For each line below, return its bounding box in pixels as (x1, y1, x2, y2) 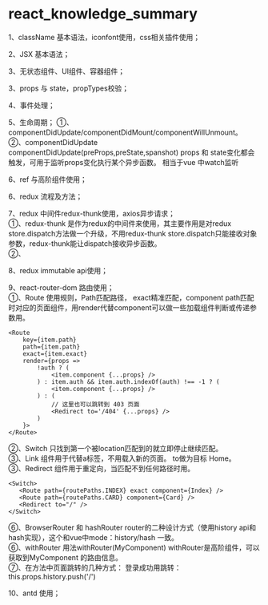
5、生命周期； (8, 117, 55, 127)
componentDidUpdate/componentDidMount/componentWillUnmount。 (8, 127, 242, 137)
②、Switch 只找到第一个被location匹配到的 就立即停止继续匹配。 (8, 443, 223, 453)
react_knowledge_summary (8, 5, 198, 23)
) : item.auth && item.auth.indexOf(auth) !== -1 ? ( (37, 377, 220, 385)
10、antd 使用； (8, 588, 61, 598)
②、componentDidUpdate (8, 137, 98, 147)
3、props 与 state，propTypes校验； (8, 83, 130, 93)
